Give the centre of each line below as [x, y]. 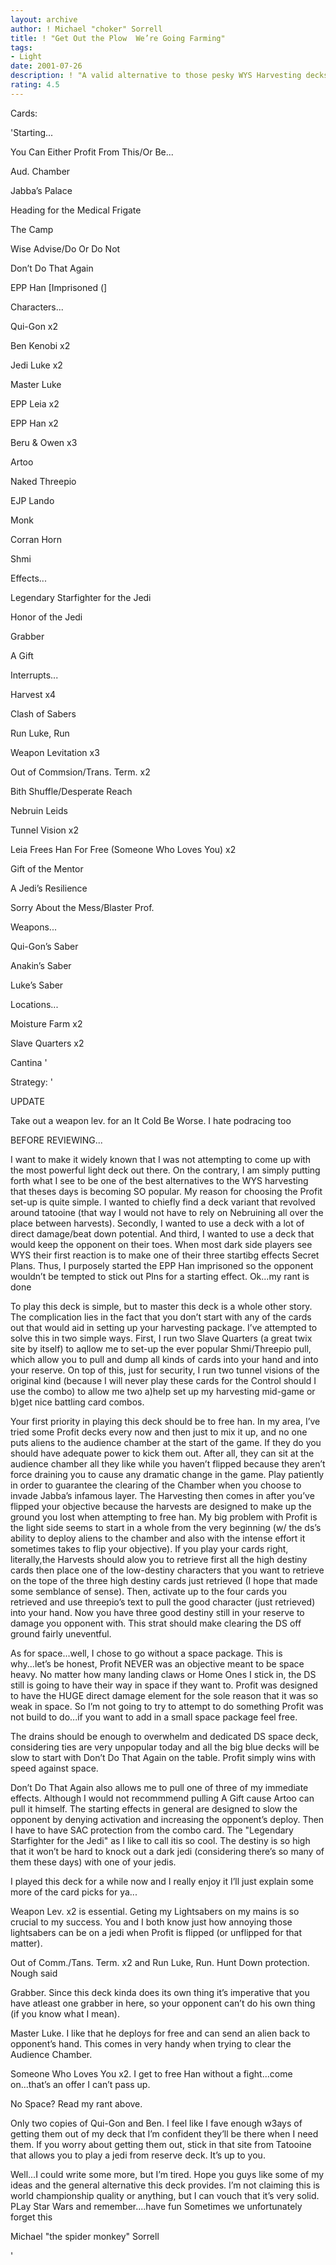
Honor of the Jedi [46, 617]
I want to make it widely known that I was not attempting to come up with [161, 1159]
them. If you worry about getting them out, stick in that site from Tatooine [161, 2144]
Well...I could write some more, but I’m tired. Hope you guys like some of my [167, 2174]
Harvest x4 [33, 694]
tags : [21, 47]
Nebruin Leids [39, 810]
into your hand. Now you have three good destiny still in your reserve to [157, 1612]
